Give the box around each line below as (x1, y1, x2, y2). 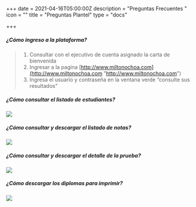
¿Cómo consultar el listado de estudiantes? (6, 96, 116, 103)
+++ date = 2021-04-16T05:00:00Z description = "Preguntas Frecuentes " (6, 5, 187, 12)
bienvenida (29, 57, 57, 64)
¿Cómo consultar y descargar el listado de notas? (6, 124, 132, 131)
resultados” (29, 82, 58, 89)
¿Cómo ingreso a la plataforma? (6, 36, 87, 43)
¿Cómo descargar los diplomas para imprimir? (6, 180, 123, 187)
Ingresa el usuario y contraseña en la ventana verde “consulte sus (29, 76, 190, 83)
